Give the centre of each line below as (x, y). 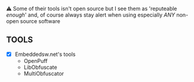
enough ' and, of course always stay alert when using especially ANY (90, 15)
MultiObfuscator (44, 73)
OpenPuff (36, 61)
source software (40, 21)
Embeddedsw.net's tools (45, 54)
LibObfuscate (41, 67)
